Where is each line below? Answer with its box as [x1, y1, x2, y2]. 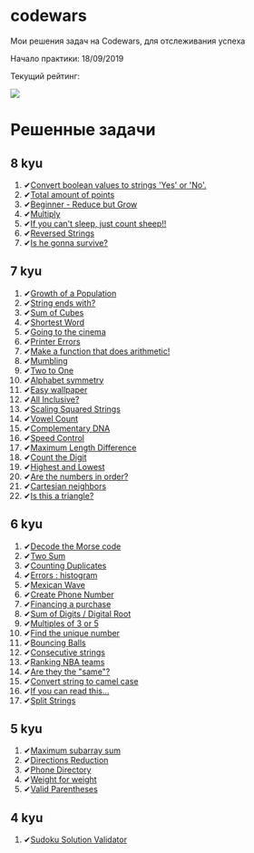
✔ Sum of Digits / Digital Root [23, 608, 132, 619]
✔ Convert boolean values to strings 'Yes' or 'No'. [23, 179, 207, 191]
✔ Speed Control [23, 432, 85, 443]
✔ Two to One [23, 365, 74, 376]
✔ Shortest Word [23, 317, 85, 328]
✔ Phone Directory [23, 764, 92, 776]
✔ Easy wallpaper [23, 384, 88, 395]
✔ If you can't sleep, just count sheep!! [23, 218, 167, 229]
